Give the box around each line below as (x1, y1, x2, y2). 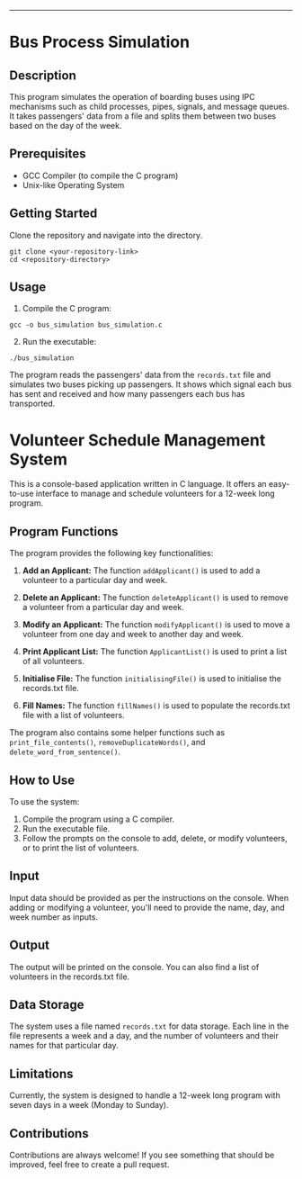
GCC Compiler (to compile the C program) (22, 170, 179, 181)
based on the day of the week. (9, 121, 122, 130)
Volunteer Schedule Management (9, 429, 266, 450)
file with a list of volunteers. (22, 710, 125, 721)
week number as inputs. (9, 911, 99, 922)
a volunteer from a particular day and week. (22, 602, 184, 613)
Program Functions (9, 524, 119, 539)
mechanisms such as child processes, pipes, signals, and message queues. (9, 101, 289, 112)
